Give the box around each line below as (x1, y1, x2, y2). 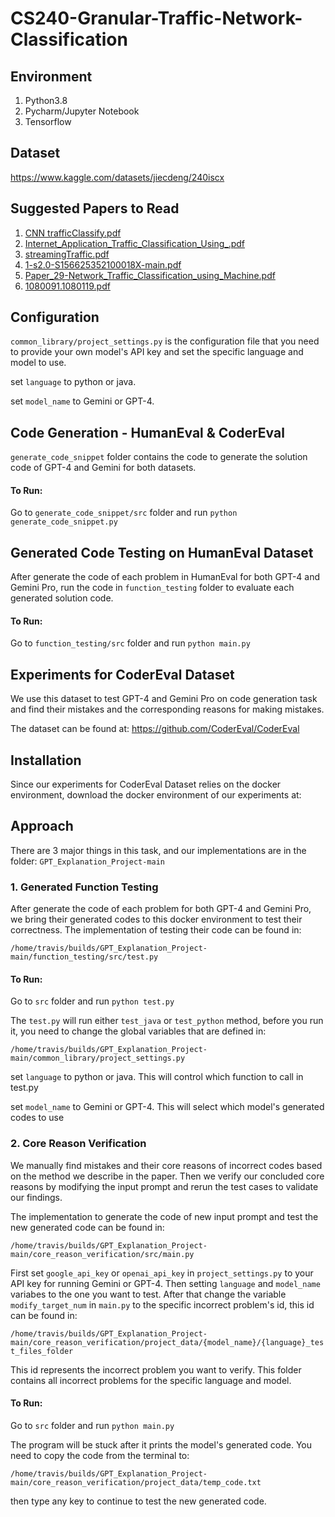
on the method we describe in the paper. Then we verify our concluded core (10, 1170, 325, 1182)
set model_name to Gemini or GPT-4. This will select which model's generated (10, 1101, 325, 1113)
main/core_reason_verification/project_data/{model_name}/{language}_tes (10, 1337, 325, 1347)
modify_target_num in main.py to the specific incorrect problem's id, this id (10, 1298, 315, 1311)
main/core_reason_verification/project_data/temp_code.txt (10, 1477, 262, 1487)
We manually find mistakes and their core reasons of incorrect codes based (10, 1159, 323, 1171)
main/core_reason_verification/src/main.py (10, 1249, 195, 1259)
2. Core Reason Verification (10, 1137, 147, 1151)
